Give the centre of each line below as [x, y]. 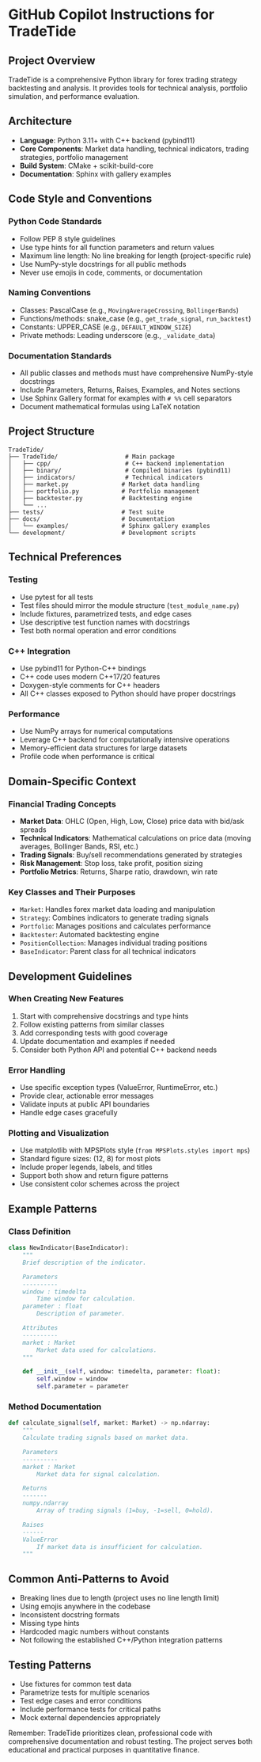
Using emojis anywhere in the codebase [85, 1606]
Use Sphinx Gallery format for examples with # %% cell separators [125, 398]
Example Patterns [53, 1209]
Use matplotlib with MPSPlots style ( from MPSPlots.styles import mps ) [135, 1150]
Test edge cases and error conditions [81, 1700]
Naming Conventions [50, 293]
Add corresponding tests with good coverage [94, 1033]
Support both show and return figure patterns [94, 1175]
